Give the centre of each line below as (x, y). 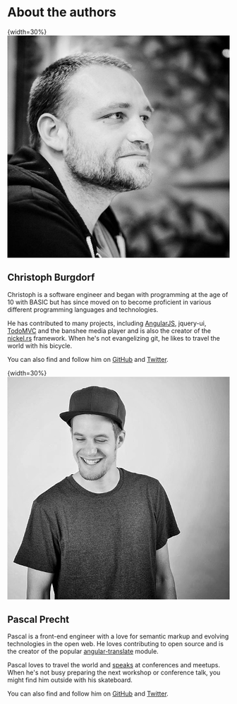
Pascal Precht (38, 619)
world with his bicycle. (40, 346)
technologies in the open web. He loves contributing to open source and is (116, 644)
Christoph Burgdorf (51, 278)
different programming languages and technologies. (83, 309)
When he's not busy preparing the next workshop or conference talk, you (114, 673)
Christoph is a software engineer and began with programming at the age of (118, 294)
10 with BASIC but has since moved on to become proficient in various (109, 302)
